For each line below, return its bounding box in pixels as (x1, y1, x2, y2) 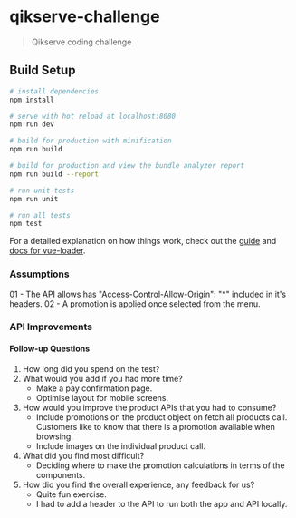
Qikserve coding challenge (31, 36, 132, 47)
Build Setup (9, 63, 76, 78)
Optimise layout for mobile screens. (35, 392, 169, 403)
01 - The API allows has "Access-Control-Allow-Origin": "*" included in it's (9, 288, 287, 299)
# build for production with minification (9, 136, 172, 146)
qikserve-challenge (9, 6, 160, 27)
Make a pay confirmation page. (35, 383, 153, 394)
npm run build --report (9, 170, 100, 179)
